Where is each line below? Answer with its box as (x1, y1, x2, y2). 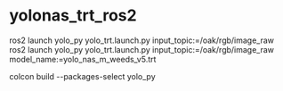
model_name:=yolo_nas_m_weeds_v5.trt (9, 54, 157, 64)
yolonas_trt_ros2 (9, 5, 137, 26)
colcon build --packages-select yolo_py (9, 70, 156, 81)
